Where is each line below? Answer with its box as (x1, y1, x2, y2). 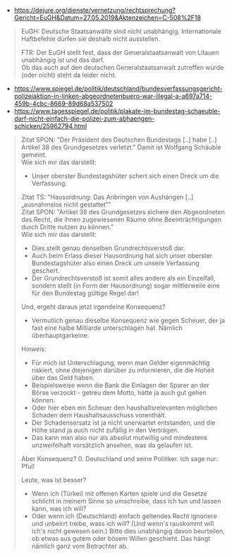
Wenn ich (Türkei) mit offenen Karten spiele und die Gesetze (31, 489, 207, 498)
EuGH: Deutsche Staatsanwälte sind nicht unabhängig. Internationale (20, 27, 222, 35)
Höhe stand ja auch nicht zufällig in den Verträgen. (31, 426, 179, 434)
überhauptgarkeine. (31, 331, 90, 339)
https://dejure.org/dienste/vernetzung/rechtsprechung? (13, 6, 176, 14)
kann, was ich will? (31, 504, 87, 513)
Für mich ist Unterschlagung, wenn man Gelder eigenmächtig (31, 359, 210, 367)
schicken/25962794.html (13, 122, 87, 130)
